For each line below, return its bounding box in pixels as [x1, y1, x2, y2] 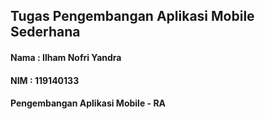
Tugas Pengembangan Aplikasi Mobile [10, 8, 255, 25]
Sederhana [10, 24, 81, 41]
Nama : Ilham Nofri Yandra [10, 51, 122, 63]
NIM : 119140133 [10, 74, 80, 86]
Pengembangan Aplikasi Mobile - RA [10, 97, 167, 109]
